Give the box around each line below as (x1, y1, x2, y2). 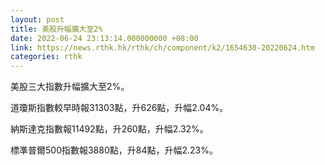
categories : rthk (10, 52, 83, 62)
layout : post (10, 14, 65, 25)
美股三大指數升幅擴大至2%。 (10, 81, 130, 93)
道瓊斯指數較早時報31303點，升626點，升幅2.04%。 (10, 102, 229, 114)
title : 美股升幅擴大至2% (10, 24, 103, 34)
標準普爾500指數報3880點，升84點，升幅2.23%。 (10, 144, 218, 156)
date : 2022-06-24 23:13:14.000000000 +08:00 (10, 33, 199, 43)
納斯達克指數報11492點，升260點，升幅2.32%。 (10, 123, 209, 135)
